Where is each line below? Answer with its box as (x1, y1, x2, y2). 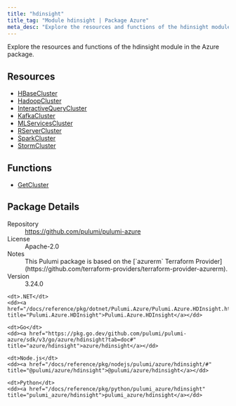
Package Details (7, 201, 79, 213)
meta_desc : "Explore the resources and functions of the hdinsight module (7, 23, 231, 30)
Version (7, 272, 29, 280)
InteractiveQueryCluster (17, 104, 87, 113)
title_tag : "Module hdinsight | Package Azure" (7, 17, 150, 24)
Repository (7, 220, 39, 228)
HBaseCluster (17, 89, 58, 98)
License (7, 234, 30, 243)
